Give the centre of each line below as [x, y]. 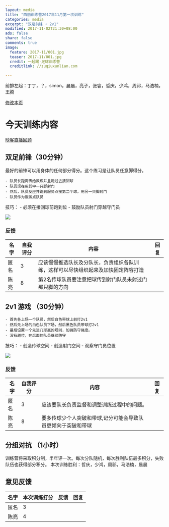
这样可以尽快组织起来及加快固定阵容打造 [96, 270]
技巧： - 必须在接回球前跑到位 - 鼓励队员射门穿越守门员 [63, 207]
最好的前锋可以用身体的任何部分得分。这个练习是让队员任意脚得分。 [76, 170]
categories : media [24, 19]
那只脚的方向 [53, 287]
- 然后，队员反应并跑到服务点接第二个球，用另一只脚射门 [56, 192]
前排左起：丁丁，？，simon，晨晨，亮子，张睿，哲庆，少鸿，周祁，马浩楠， [84, 86]
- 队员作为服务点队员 [24, 197]
